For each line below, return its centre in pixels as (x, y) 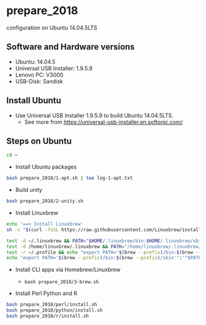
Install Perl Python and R (46, 293)
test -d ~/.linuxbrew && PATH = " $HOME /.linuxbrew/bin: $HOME (83, 241)
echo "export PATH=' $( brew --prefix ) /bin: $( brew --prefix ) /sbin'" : (94, 258)
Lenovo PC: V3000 (39, 75)
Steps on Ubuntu (39, 141)
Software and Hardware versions (71, 47)
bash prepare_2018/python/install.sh (55, 310)
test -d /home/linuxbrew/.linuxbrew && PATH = (65, 247)
